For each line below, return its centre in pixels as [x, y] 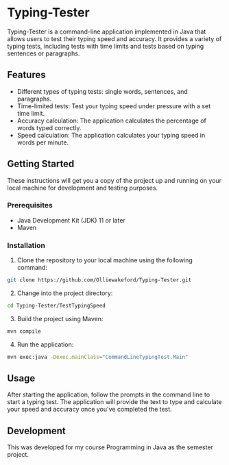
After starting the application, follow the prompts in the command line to [109, 394]
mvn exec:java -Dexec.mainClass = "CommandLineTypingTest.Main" [98, 357]
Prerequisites [30, 205]
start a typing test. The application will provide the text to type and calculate [114, 402]
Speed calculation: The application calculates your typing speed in [111, 135]
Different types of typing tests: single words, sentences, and [103, 91]
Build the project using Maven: [60, 318]
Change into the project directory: [65, 293]
